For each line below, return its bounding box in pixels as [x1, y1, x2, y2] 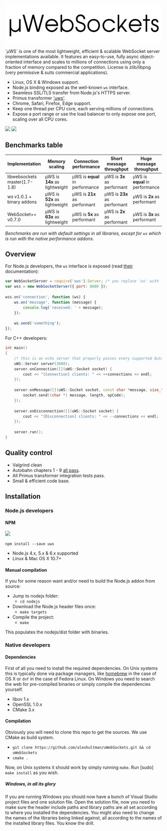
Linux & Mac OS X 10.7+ [12, 556, 62, 562]
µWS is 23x [104, 191, 128, 197]
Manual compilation [5, 567, 47, 573]
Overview [5, 250, 36, 258]
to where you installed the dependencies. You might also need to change [5, 810, 155, 816]
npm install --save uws [5, 542, 55, 547]
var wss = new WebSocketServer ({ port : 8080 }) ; [5, 284, 108, 289]
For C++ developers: [5, 335, 48, 341]
